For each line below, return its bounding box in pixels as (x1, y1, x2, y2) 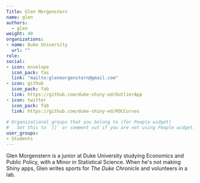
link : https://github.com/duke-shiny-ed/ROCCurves (11, 108, 140, 114)
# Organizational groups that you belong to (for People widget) (6, 119, 171, 125)
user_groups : (6, 130, 39, 137)
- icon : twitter (6, 97, 46, 103)
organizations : (6, 36, 44, 42)
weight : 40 (6, 31, 33, 37)
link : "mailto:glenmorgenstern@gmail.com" (11, 75, 118, 81)
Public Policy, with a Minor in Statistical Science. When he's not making (6, 158, 181, 165)
